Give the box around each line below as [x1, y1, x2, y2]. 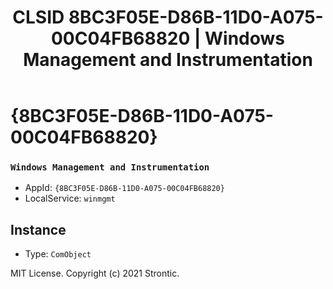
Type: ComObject [24, 248, 92, 260]
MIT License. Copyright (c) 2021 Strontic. [10, 267, 180, 280]
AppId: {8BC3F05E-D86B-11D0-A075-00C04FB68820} [24, 182, 225, 194]
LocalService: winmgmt [24, 192, 116, 205]
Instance [10, 221, 67, 238]
